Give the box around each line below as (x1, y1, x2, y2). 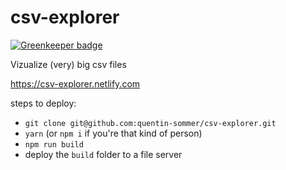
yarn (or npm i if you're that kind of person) (24, 127, 203, 139)
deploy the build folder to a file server (24, 148, 183, 160)
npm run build (24, 139, 84, 150)
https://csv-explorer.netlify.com (10, 77, 141, 90)
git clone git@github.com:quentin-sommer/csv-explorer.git (24, 118, 277, 128)
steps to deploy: (10, 97, 77, 109)
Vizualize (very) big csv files (10, 58, 127, 70)
